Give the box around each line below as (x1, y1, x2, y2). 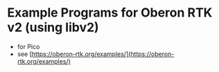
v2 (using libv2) (7, 19, 99, 35)
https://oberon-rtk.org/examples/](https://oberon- (31, 50, 175, 58)
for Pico (17, 42, 40, 51)
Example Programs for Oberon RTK (7, 5, 213, 21)
